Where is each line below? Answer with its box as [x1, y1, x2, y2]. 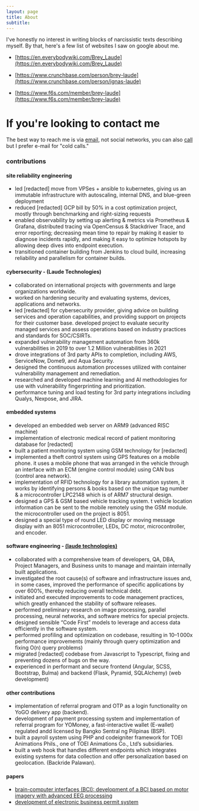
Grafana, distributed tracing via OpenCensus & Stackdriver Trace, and [14, 223, 185, 230]
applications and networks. [14, 300, 81, 308]
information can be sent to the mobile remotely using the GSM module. [14, 503, 188, 511]
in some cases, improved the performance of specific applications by [14, 581, 184, 588]
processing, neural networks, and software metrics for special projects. [14, 613, 190, 620]
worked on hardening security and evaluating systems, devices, [14, 294, 171, 301]
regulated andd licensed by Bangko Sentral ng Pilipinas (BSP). [14, 728, 166, 735]
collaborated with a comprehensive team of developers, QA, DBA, [14, 556, 175, 563]
